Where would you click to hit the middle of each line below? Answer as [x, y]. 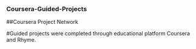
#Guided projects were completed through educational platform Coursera [98, 33]
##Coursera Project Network [42, 22]
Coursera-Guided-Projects [47, 9]
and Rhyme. [21, 40]
